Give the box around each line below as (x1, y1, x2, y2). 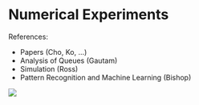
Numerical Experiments (8, 6, 169, 24)
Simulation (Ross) (19, 64, 79, 73)
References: (8, 32, 48, 41)
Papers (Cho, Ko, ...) (19, 47, 87, 56)
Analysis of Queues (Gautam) (19, 56, 118, 65)
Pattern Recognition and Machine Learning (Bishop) (19, 72, 192, 82)
